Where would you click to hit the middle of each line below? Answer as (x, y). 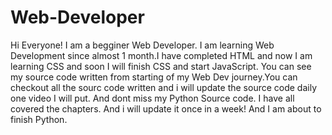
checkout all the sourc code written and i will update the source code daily (164, 87)
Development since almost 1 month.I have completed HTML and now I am (161, 55)
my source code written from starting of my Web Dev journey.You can (154, 77)
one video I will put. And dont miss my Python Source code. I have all (152, 98)
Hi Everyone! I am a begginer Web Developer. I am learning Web (142, 45)
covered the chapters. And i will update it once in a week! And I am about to (166, 108)
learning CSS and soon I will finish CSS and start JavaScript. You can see (161, 66)
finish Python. (39, 119)
